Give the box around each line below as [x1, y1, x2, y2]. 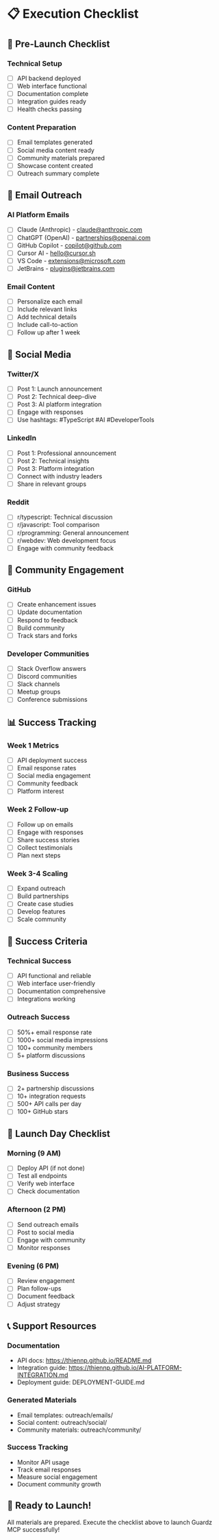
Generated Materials [7, 1395, 77, 1405]
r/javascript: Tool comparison [16, 521, 100, 529]
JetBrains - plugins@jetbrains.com [16, 264, 115, 272]
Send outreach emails [16, 1220, 79, 1228]
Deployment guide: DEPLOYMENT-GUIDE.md [16, 1378, 145, 1386]
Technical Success [7, 956, 72, 966]
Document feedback [16, 1292, 75, 1300]
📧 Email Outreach [7, 190, 82, 201]
